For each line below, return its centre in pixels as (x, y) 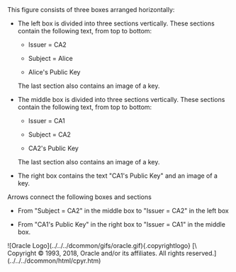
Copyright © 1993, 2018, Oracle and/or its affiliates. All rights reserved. (111, 253)
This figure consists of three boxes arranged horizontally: (91, 10)
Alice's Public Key (54, 72)
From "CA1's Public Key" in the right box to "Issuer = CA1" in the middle (121, 224)
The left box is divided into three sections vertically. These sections (116, 23)
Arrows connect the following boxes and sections (80, 197)
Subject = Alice (50, 58)
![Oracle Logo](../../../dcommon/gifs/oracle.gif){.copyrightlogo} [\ (102, 245)
